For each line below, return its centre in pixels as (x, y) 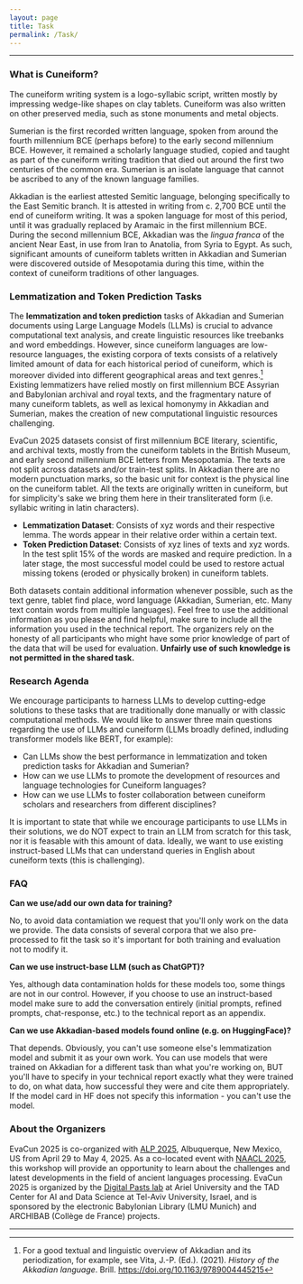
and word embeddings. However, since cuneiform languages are (129, 345)
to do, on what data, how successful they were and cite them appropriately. (150, 1086)
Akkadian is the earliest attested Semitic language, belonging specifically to (150, 196)
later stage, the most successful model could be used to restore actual (154, 563)
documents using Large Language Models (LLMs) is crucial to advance (141, 325)
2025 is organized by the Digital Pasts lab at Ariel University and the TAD (144, 1187)
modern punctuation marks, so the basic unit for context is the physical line (149, 478)
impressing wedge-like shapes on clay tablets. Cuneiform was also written (147, 104)
